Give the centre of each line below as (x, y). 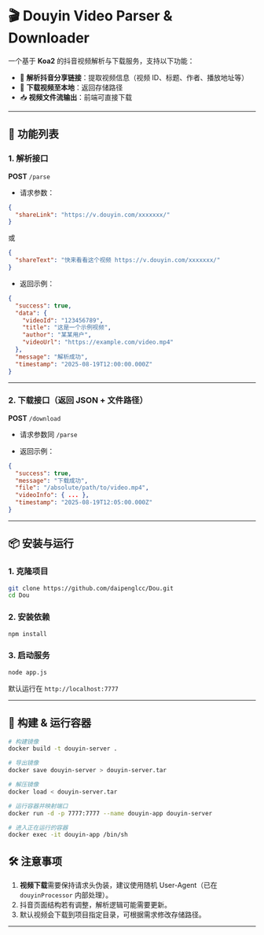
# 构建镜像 (24, 742)
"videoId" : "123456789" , (63, 320)
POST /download (35, 418)
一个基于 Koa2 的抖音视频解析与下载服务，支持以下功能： (101, 61)
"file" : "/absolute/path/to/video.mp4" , (82, 488)
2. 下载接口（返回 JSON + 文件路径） (78, 400)
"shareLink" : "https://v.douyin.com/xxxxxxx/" (93, 215)
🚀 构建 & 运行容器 (50, 723)
